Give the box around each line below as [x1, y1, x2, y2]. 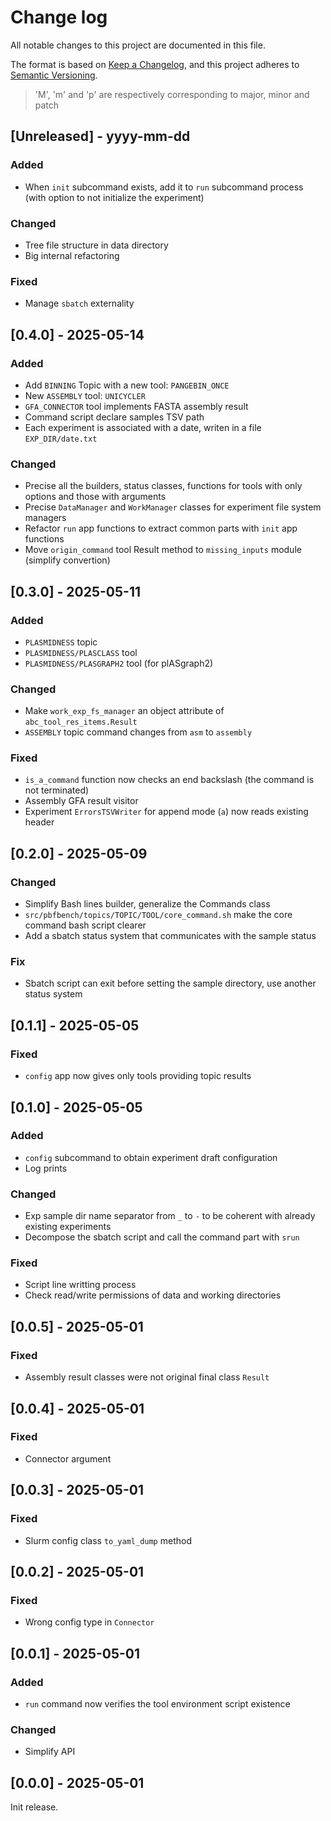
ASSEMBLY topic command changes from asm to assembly [24, 726, 253, 738]
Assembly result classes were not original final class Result [24, 1371, 270, 1383]
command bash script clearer [24, 919, 147, 931]
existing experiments [24, 1221, 112, 1233]
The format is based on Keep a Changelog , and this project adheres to [10, 58, 300, 70]
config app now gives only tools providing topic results [24, 1070, 252, 1082]
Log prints [24, 1162, 68, 1174]
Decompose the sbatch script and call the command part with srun [24, 1231, 300, 1243]
